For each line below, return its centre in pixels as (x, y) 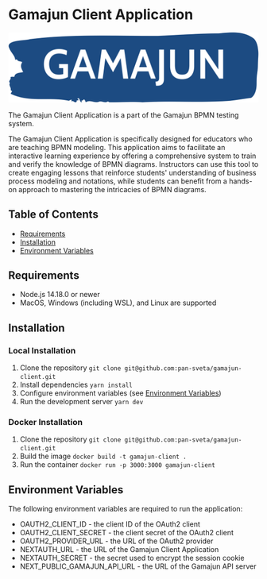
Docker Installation (46, 422)
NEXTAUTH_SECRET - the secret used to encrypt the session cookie (132, 558)
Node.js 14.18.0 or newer (60, 295)
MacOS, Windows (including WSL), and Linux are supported (118, 303)
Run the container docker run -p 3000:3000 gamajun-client (118, 465)
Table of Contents (54, 215)
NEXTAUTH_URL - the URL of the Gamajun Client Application (119, 550)
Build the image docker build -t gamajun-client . (103, 456)
